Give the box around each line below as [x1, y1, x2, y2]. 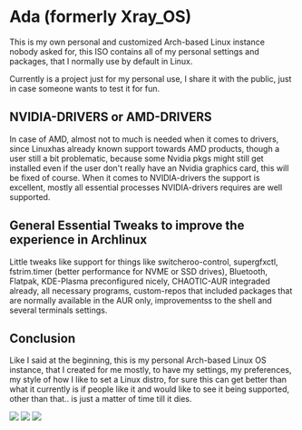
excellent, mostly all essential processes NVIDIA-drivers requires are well [9, 182, 283, 193]
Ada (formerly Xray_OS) [9, 6, 192, 27]
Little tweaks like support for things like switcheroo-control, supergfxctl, [9, 256, 278, 267]
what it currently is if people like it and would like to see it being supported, [9, 384, 290, 395]
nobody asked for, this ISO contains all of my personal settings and [9, 45, 260, 56]
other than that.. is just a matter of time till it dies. [9, 394, 192, 405]
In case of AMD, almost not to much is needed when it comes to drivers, [9, 134, 279, 145]
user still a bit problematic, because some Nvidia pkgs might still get [9, 153, 265, 164]
